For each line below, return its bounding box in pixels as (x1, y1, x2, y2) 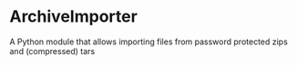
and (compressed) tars (9, 45, 96, 56)
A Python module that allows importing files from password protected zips (9, 36, 289, 47)
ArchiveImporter (9, 6, 138, 27)
